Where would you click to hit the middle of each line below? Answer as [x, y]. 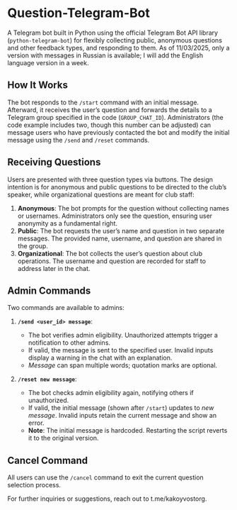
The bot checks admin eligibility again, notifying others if [111, 393]
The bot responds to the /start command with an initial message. [103, 102]
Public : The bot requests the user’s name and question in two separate [121, 231]
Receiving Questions [54, 162]
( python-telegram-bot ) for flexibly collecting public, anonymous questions [115, 40]
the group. [33, 245]
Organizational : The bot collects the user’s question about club [110, 253]
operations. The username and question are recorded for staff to [112, 261]
